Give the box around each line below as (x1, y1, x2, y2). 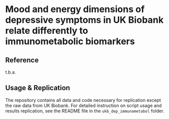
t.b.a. (5, 69, 16, 75)
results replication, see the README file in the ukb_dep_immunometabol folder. (5, 107, 164, 114)
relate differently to (5, 25, 88, 36)
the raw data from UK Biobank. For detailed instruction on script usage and (5, 102, 162, 108)
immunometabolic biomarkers (5, 36, 136, 47)
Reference (5, 55, 39, 64)
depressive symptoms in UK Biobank (5, 14, 164, 26)
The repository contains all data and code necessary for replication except (5, 97, 161, 103)
